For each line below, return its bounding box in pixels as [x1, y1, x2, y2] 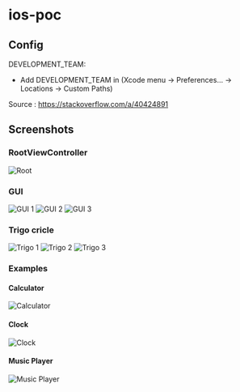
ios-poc [8, 6, 62, 24]
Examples [8, 263, 48, 275]
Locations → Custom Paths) [19, 83, 113, 93]
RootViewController [8, 147, 88, 159]
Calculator [8, 283, 44, 292]
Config [8, 38, 44, 52]
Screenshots [8, 123, 74, 137]
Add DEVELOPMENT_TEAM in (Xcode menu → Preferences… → [19, 75, 233, 84]
